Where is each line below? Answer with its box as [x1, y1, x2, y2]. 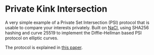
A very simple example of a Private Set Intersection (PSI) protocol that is [5, 19, 150, 25]
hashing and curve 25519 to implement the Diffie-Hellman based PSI [5, 30, 142, 36]
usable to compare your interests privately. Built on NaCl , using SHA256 [5, 24, 149, 30]
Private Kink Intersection [5, 3, 108, 15]
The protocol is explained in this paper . [5, 44, 83, 50]
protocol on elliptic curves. [5, 35, 58, 41]
